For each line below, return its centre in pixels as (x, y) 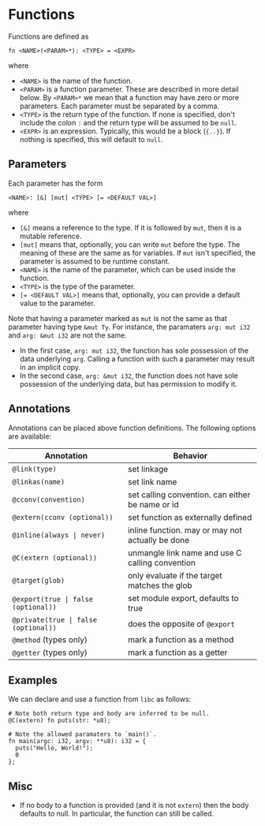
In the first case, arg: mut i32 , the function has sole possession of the (134, 350)
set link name (152, 481)
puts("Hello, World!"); (54, 748)
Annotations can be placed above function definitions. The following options (132, 428)
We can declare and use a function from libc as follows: (100, 699)
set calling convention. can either (189, 495)
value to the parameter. (58, 303)
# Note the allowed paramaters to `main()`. (82, 734)
